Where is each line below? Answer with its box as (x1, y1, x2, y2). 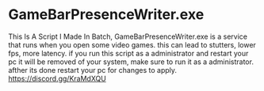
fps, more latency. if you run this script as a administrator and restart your (8, 48, 249, 58)
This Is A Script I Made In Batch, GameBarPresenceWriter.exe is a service (8, 32, 248, 41)
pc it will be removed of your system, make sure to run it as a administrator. (8, 57, 254, 66)
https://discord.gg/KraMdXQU (8, 74, 107, 83)
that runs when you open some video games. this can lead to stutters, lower (8, 40, 256, 49)
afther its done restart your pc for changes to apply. (8, 65, 177, 74)
